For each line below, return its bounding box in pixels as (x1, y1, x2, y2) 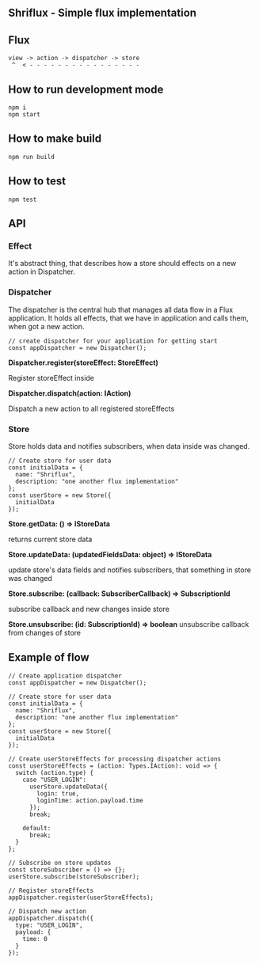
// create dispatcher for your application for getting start (8, 336, 218, 345)
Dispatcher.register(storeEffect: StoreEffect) (8, 358, 158, 367)
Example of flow (8, 651, 90, 664)
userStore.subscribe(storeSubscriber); (8, 872, 140, 881)
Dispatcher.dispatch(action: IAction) (8, 388, 131, 398)
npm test (8, 195, 37, 203)
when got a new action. (8, 321, 85, 331)
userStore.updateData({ (29, 783, 109, 791)
